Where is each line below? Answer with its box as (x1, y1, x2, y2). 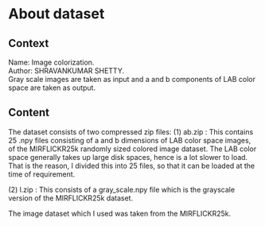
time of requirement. (8, 169, 76, 179)
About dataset (8, 5, 105, 23)
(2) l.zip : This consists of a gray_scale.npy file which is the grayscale (8, 185, 236, 194)
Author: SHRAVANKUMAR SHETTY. (8, 66, 125, 76)
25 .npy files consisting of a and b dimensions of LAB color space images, (8, 135, 251, 145)
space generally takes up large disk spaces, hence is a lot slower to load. (8, 152, 248, 162)
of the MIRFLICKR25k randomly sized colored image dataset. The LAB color (8, 144, 257, 154)
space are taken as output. (8, 83, 96, 92)
